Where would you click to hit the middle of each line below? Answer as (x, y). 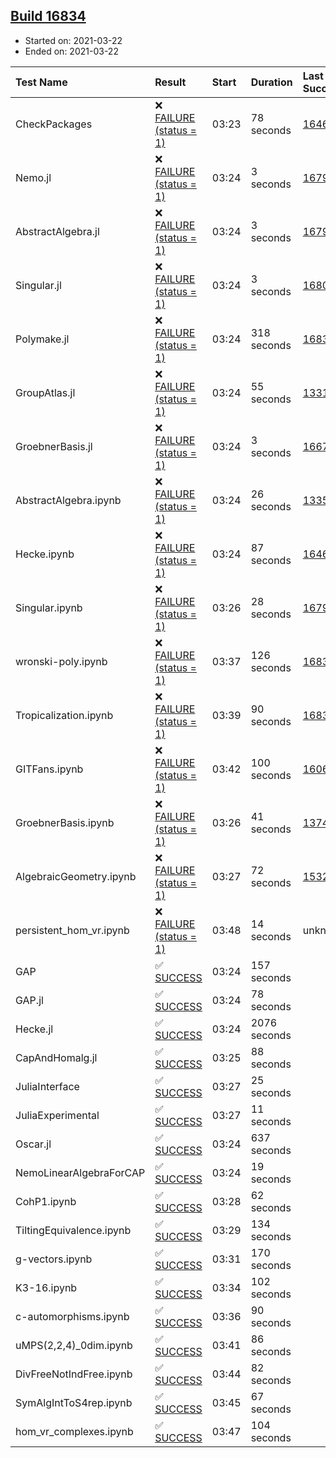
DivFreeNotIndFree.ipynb (74, 1374)
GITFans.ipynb (49, 769)
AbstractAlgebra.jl (57, 231)
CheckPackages (54, 124)
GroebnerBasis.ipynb (65, 822)
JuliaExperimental (57, 1115)
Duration (271, 82)
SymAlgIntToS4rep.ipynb (74, 1402)
